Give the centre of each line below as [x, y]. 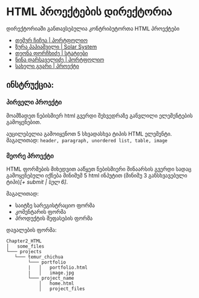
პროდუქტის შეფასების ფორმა [54, 218]
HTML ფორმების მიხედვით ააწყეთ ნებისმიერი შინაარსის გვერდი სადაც [99, 169]
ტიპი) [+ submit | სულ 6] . [37, 182]
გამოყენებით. [24, 122]
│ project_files [62, 289]
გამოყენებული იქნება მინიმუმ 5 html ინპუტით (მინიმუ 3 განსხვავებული [97, 175]
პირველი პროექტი [34, 102]
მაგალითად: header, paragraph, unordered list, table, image [87, 140]
